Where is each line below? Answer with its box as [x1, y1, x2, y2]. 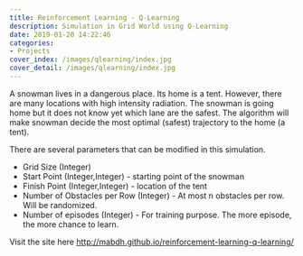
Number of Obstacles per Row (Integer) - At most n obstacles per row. [22, 190, 285, 201]
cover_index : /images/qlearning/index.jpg [9, 55, 172, 64]
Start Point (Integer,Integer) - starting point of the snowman [22, 170, 245, 181]
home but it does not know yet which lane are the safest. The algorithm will [9, 107, 289, 118]
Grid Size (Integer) [22, 161, 92, 172]
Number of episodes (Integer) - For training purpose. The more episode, [22, 209, 292, 220]
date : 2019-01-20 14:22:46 [9, 30, 111, 39]
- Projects [9, 47, 51, 56]
